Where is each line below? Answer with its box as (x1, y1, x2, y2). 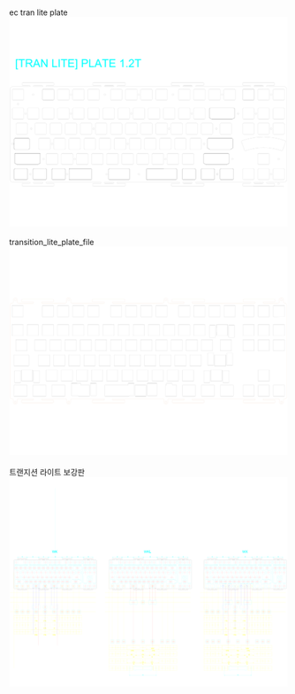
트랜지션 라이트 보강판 (9, 467, 86, 477)
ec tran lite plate (9, 7, 68, 18)
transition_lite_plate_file (9, 236, 95, 247)
